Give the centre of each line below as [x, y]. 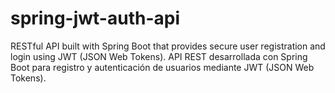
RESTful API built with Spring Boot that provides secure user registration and [168, 46]
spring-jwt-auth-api [95, 18]
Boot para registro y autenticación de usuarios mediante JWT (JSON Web [162, 67]
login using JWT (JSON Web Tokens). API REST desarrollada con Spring [159, 56]
